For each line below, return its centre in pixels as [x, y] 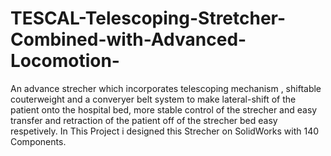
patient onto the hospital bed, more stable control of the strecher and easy [164, 109]
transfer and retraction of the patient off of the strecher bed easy [144, 120]
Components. [38, 141]
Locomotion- [65, 61]
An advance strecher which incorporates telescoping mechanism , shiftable [166, 88]
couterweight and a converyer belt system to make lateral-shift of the [153, 99]
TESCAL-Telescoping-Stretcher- [148, 18]
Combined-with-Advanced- [128, 39]
